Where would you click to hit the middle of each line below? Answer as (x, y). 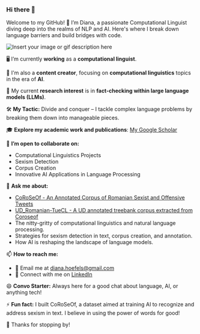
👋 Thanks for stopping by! (38, 325)
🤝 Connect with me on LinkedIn (54, 275)
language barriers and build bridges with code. (64, 35)
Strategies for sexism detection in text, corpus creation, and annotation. (104, 236)
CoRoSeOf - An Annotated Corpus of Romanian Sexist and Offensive (100, 198)
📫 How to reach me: (32, 254)
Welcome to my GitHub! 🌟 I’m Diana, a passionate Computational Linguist (97, 23)
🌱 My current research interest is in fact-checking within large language (98, 91)
